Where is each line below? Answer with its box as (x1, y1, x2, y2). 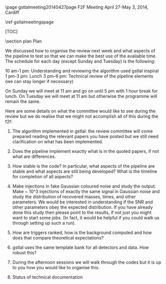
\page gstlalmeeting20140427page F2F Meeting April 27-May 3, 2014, (5, 4, 149, 10)
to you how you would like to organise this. (12, 265, 100, 270)
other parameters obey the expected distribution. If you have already (12, 204, 153, 210)
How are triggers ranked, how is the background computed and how (12, 230, 152, 236)
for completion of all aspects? (12, 174, 73, 180)
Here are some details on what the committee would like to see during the (5, 108, 156, 114)
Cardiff (5, 9, 19, 15)
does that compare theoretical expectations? (12, 235, 104, 240)
